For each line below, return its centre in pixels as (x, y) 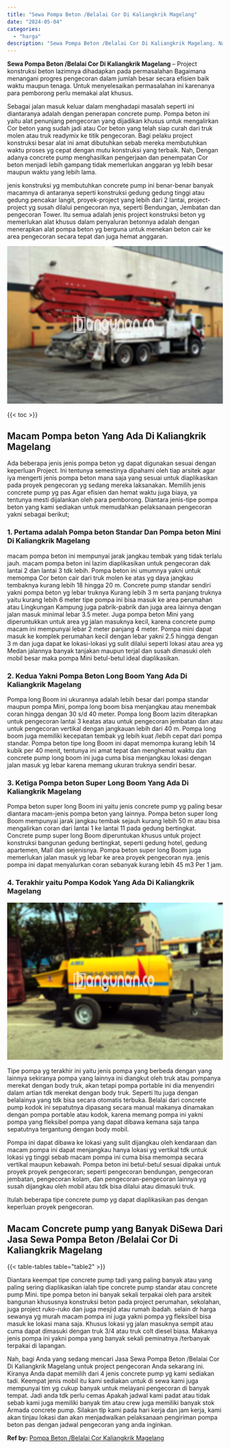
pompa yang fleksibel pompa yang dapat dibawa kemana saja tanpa (103, 1122)
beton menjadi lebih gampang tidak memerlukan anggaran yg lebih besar (110, 165)
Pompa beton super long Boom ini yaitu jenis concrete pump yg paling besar (115, 807)
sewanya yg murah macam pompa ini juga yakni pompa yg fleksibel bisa (109, 1316)
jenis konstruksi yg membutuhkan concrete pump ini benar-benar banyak (111, 186)
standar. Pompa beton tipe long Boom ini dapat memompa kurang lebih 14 (111, 743)
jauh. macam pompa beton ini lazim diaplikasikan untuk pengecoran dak (109, 563)
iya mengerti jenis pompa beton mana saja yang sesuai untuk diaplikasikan (112, 478)
